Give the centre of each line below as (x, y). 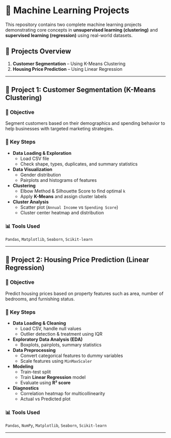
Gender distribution (40, 175)
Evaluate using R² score (45, 383)
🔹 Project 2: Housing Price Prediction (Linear (77, 260)
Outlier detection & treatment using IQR (61, 334)
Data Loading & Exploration (42, 153)
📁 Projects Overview (38, 51)
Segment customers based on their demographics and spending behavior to (85, 123)
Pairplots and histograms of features (59, 180)
